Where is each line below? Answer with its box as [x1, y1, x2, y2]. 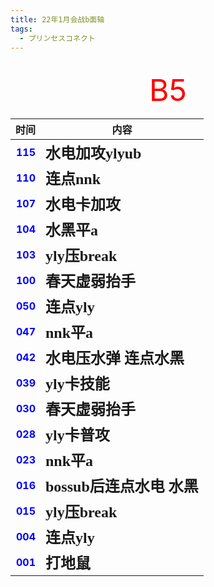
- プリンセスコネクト [19, 33, 96, 43]
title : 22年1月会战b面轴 [10, 14, 105, 25]
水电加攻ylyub [45, 145, 142, 163]
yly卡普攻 [45, 427, 110, 445]
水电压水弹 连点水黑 [45, 350, 185, 368]
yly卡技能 [45, 376, 110, 393]
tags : [10, 24, 33, 34]
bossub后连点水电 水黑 [45, 478, 199, 496]
